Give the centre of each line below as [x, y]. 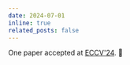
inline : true [30, 23]
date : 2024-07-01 [37, 15]
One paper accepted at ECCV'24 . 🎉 [66, 53]
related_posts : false [44, 30]
